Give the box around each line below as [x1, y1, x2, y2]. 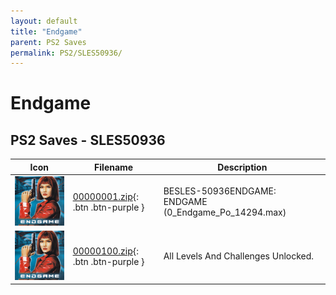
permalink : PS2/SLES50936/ [10, 48, 123, 58]
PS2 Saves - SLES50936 [10, 131, 166, 149]
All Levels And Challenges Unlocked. [163, 250, 315, 262]
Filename [94, 161, 134, 173]
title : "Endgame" [10, 26, 83, 37]
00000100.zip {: [72, 245, 139, 257]
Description [217, 161, 268, 173]
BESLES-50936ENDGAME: [163, 185, 277, 197]
